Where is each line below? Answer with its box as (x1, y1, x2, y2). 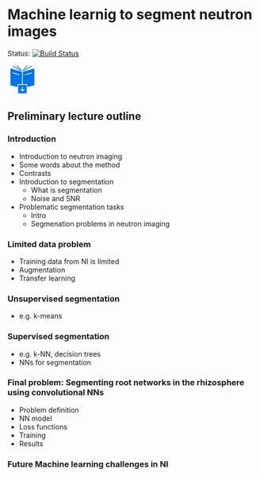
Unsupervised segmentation (7, 293, 120, 304)
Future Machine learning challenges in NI (7, 458, 169, 469)
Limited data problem (7, 238, 92, 250)
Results (18, 438, 44, 448)
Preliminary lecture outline (7, 109, 142, 124)
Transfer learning (18, 273, 76, 283)
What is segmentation (30, 185, 102, 195)
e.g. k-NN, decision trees (18, 349, 101, 358)
